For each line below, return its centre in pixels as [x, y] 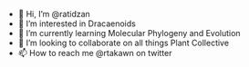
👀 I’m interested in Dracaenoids [77, 24]
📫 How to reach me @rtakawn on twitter [95, 53]
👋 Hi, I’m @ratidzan [54, 14]
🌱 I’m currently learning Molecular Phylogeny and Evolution [129, 33]
